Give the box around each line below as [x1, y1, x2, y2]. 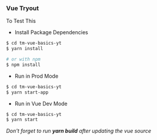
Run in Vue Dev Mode [14, 100, 68, 107]
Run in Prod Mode [14, 72, 59, 79]
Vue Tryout [6, 4, 39, 12]
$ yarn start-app [6, 89, 49, 95]
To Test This [6, 18, 36, 25]
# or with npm [6, 56, 41, 62]
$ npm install [6, 62, 41, 68]
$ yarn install [6, 46, 44, 52]
